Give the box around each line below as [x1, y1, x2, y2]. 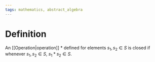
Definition [5, 28, 47, 39]
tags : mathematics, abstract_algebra [5, 7, 83, 12]
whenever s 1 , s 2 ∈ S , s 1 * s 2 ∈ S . [5, 51, 72, 58]
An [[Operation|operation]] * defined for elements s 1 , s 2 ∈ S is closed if [5, 45, 151, 52]
